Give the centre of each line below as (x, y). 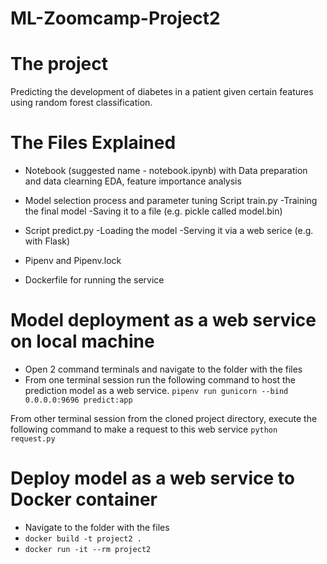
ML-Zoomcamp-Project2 (115, 18)
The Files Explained (93, 143)
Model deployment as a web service (163, 320)
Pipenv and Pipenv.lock (73, 261)
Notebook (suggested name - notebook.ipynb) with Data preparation (166, 171)
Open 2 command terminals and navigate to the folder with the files (163, 369)
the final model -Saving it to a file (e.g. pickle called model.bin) (153, 211)
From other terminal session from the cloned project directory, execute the (164, 418)
